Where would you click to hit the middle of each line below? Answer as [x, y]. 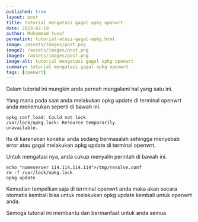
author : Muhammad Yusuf [36, 34]
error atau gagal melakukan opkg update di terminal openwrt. [81, 145]
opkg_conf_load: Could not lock [46, 118]
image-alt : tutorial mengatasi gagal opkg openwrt [70, 61]
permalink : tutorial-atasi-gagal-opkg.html [61, 39]
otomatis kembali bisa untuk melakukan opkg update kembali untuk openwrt [99, 195]
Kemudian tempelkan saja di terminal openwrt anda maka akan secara [92, 189]
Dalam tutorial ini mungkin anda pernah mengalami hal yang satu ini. [90, 89]
